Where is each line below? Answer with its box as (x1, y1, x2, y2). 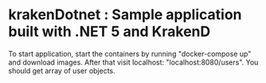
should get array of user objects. (8, 65, 115, 75)
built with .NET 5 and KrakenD (8, 22, 211, 41)
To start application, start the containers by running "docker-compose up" (8, 49, 252, 58)
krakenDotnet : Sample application (8, 6, 242, 24)
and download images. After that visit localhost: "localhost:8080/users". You (8, 57, 259, 67)
